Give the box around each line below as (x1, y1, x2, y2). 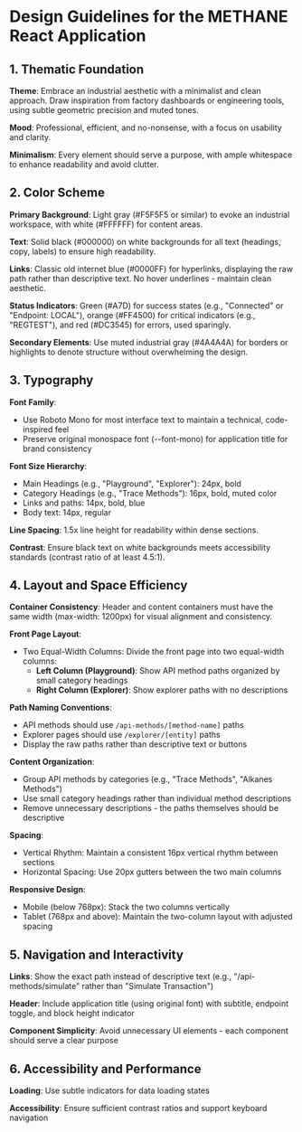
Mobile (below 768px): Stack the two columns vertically (22, 901, 231, 912)
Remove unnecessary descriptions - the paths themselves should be (22, 803, 278, 814)
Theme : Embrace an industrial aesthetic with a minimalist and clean (9, 86, 261, 96)
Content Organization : (9, 757, 95, 768)
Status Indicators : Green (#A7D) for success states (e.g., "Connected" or (9, 300, 284, 311)
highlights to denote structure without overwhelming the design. (9, 346, 249, 357)
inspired (22, 423, 53, 435)
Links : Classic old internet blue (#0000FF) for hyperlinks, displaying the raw (9, 263, 294, 274)
